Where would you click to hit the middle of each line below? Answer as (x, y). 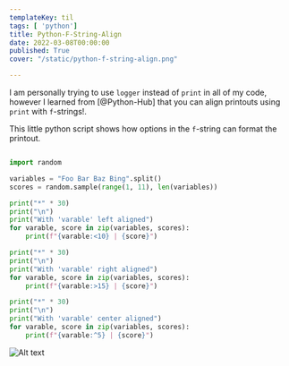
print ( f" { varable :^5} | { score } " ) (89, 335)
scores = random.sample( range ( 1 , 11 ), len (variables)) (114, 187)
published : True (39, 51)
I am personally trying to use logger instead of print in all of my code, (138, 92)
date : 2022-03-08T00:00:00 (59, 43)
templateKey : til (42, 17)
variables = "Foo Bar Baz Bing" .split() (86, 179)
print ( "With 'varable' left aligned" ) (81, 220)
